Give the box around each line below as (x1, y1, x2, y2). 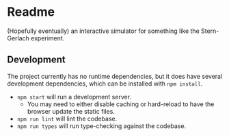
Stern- (200, 27, 219, 35)
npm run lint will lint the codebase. (16, 114, 118, 123)
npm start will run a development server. (16, 92, 132, 101)
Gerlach (7, 34, 29, 42)
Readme (7, 4, 55, 20)
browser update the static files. (27, 107, 115, 115)
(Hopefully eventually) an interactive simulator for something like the (7, 27, 200, 35)
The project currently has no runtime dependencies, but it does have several (7, 72, 223, 80)
